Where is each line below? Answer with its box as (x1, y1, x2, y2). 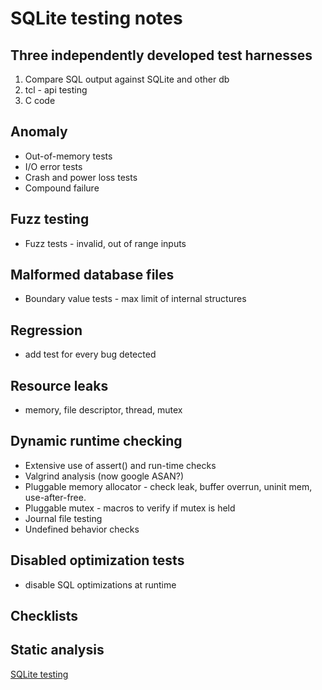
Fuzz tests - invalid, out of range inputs (24, 237, 187, 249)
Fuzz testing (10, 211, 90, 228)
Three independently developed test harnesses (10, 47, 313, 64)
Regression (10, 322, 83, 339)
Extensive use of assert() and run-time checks (24, 459, 217, 471)
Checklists (10, 608, 79, 625)
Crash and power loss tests (24, 171, 138, 183)
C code (24, 95, 56, 106)
